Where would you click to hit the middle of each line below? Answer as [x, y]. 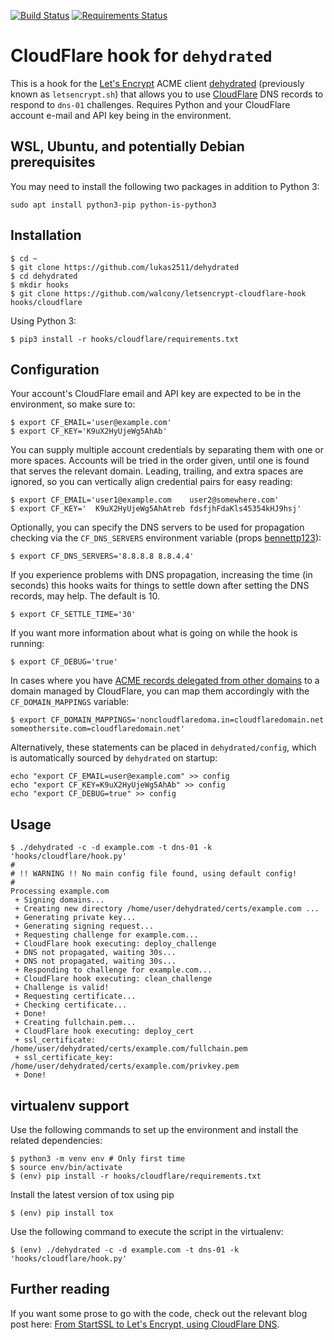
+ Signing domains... [59, 900]
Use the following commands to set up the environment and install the [154, 1129]
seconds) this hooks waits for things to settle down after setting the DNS [160, 586]
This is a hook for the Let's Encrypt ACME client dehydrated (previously [157, 83]
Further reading [60, 1289]
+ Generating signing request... [84, 926]
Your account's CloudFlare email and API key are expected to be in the [156, 394]
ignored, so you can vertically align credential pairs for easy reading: [151, 482]
